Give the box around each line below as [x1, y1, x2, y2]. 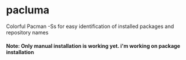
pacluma [6, 3, 50, 17]
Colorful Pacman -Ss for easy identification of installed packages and [6, 23, 174, 30]
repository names [6, 29, 49, 36]
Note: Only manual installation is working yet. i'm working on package [6, 42, 181, 50]
